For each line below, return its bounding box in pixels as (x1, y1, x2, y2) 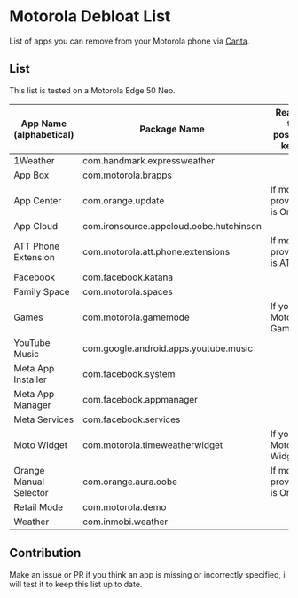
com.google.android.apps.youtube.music (82, 342, 254, 355)
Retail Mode (13, 500, 64, 513)
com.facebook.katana (82, 271, 174, 283)
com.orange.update (82, 194, 165, 206)
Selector (13, 486, 49, 498)
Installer (13, 373, 47, 386)
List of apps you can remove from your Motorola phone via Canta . (9, 36, 250, 46)
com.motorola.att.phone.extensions (82, 245, 231, 258)
